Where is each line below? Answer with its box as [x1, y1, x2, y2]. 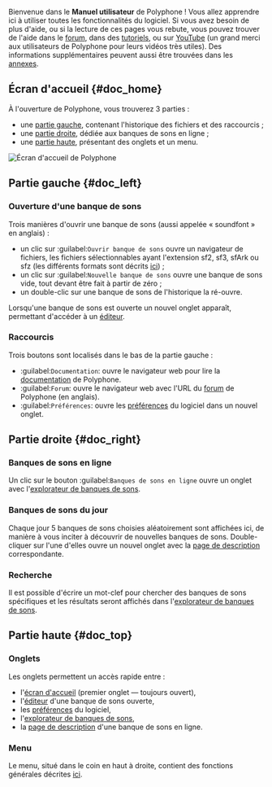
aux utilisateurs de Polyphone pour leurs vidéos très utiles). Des [8, 42, 222, 51]
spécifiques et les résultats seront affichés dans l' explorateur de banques [8, 597, 254, 606]
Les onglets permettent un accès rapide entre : [8, 671, 166, 681]
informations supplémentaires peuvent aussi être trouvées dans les [8, 50, 234, 59]
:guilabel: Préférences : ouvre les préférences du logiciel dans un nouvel [19, 400, 258, 410]
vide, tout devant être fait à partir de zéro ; [19, 278, 162, 288]
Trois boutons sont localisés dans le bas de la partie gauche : [8, 350, 214, 360]
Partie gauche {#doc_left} [8, 177, 142, 190]
